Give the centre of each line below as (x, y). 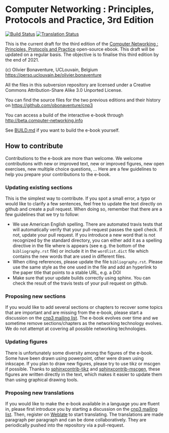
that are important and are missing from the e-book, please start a (74, 313)
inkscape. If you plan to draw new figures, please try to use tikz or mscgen (83, 363)
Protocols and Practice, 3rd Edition (79, 20)
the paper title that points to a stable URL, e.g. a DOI (67, 273)
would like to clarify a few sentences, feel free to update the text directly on (84, 204)
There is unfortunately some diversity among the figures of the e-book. (79, 353)
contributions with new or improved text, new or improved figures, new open (85, 164)
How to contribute (34, 146)
